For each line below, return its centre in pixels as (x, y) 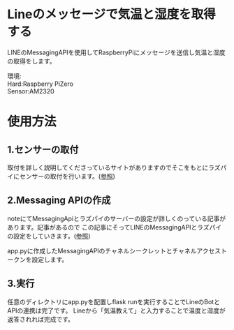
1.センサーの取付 (43, 150)
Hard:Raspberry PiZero (40, 84)
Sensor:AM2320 (31, 91)
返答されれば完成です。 (41, 319)
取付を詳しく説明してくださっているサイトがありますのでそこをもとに (108, 167)
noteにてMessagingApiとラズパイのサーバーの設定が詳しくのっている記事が (117, 218)
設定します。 (50, 260)
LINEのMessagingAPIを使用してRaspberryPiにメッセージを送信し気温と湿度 (116, 52)
